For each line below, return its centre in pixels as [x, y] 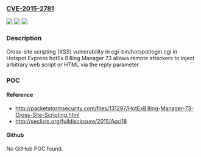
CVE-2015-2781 [30, 9]
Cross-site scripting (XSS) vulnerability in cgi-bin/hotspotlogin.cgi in [92, 51]
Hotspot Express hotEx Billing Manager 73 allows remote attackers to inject [100, 58]
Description [24, 38]
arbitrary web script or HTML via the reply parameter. [73, 65]
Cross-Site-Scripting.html [47, 114]
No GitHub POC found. [35, 148]
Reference [20, 95]
